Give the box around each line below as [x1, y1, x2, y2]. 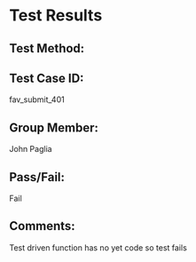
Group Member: [9, 120, 99, 135]
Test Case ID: [9, 70, 84, 85]
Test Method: [9, 41, 85, 56]
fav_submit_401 [9, 94, 65, 105]
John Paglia [9, 144, 52, 155]
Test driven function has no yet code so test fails [9, 242, 188, 253]
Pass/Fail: [9, 170, 65, 185]
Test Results [9, 5, 103, 26]
